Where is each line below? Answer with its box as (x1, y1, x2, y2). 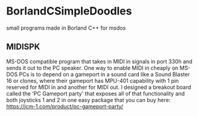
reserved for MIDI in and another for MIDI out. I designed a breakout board (6, 83, 191, 91)
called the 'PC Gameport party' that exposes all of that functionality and (6, 89, 185, 97)
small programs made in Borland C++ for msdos (6, 24, 126, 31)
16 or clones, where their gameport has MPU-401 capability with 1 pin (6, 77, 179, 84)
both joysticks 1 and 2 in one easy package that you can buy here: (6, 96, 171, 103)
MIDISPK (6, 42, 40, 52)
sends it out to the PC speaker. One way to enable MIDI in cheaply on (6, 64, 179, 71)
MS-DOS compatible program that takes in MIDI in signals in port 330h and (6, 57, 193, 65)
